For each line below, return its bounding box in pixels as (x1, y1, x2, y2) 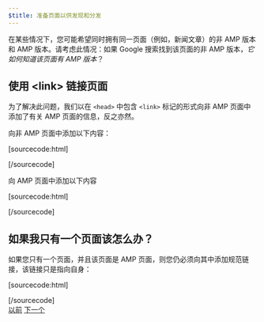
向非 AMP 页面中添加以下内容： (8, 128, 111, 138)
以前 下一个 (8, 305, 45, 315)
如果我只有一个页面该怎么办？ (8, 232, 154, 245)
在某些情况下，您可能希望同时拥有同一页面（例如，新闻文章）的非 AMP (8, 34, 241, 44)
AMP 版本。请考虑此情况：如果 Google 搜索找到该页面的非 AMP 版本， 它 (17, 44, 255, 54)
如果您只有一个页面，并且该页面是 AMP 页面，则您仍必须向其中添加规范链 (8, 255, 250, 264)
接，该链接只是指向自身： (8, 264, 92, 274)
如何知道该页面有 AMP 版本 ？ (8, 54, 104, 63)
